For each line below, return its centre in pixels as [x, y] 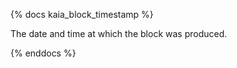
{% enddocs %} [43, 53]
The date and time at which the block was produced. [119, 33]
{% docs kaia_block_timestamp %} [82, 14]
